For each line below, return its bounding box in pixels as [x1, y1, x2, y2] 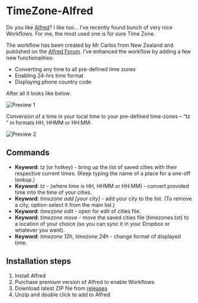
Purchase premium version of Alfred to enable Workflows [14, 278, 155, 285]
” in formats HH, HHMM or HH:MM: [6, 119, 92, 126]
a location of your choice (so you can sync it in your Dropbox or [14, 220, 170, 227]
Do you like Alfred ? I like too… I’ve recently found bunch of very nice [6, 24, 173, 31]
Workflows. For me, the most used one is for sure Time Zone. [6, 30, 155, 37]
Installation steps [6, 256, 72, 266]
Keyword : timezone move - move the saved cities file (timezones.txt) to [14, 213, 189, 221]
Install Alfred [14, 272, 46, 279]
